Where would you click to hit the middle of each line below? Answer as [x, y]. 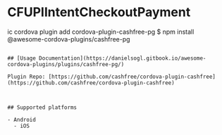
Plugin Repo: [26, 77]
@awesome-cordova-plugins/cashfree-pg [69, 39]
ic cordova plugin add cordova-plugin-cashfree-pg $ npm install [101, 32]
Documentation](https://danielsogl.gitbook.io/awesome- [122, 58]
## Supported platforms [42, 107]
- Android [22, 120]
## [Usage [22, 58]
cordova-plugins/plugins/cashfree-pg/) [66, 64]
